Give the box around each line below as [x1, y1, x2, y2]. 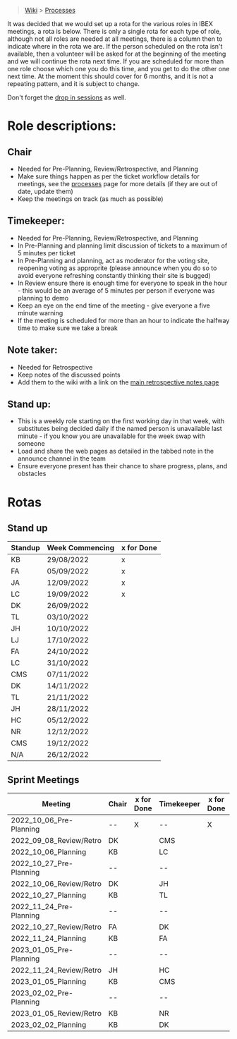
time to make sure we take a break [17, 324, 118, 332]
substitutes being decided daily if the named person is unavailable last [17, 425, 222, 433]
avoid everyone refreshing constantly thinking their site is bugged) [17, 271, 211, 279]
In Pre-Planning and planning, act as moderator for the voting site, [17, 256, 210, 265]
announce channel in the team [17, 454, 106, 463]
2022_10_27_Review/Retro [11, 922, 102, 932]
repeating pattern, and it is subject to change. [7, 80, 140, 87]
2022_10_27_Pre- [11, 858, 74, 868]
